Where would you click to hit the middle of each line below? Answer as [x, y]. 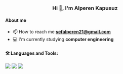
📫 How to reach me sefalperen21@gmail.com [61, 32]
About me [16, 20]
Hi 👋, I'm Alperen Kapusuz [85, 8]
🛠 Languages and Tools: [32, 53]
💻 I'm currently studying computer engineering [63, 40]
